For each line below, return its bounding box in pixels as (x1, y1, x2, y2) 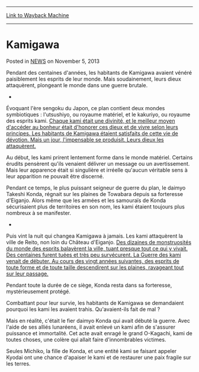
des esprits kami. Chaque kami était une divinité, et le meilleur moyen (6, 117, 175, 124)
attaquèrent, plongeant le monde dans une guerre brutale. (6, 81, 148, 89)
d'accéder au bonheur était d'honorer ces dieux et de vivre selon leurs (6, 123, 179, 130)
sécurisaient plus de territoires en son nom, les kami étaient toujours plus (6, 203, 185, 210)
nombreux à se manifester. (6, 209, 71, 216)
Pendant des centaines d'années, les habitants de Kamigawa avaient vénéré (6, 69, 192, 76)
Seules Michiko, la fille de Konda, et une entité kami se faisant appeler (6, 347, 177, 354)
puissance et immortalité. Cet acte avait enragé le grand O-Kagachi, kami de (6, 329, 192, 336)
